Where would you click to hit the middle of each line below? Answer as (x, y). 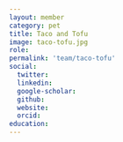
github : (31, 99)
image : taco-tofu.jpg (49, 42)
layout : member (37, 17)
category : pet (35, 26)
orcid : (29, 116)
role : (19, 50)
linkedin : (35, 83)
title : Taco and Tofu (49, 34)
